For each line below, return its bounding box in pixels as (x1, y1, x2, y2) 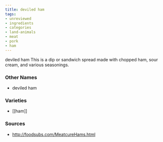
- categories (5, 25, 32, 30)
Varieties (5, 97, 27, 104)
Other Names (5, 74, 37, 81)
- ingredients (5, 20, 34, 26)
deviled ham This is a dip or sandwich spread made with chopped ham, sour (5, 56, 158, 62)
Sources (5, 120, 25, 127)
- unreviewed (5, 16, 32, 21)
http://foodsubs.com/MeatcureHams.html (12, 131, 96, 137)
